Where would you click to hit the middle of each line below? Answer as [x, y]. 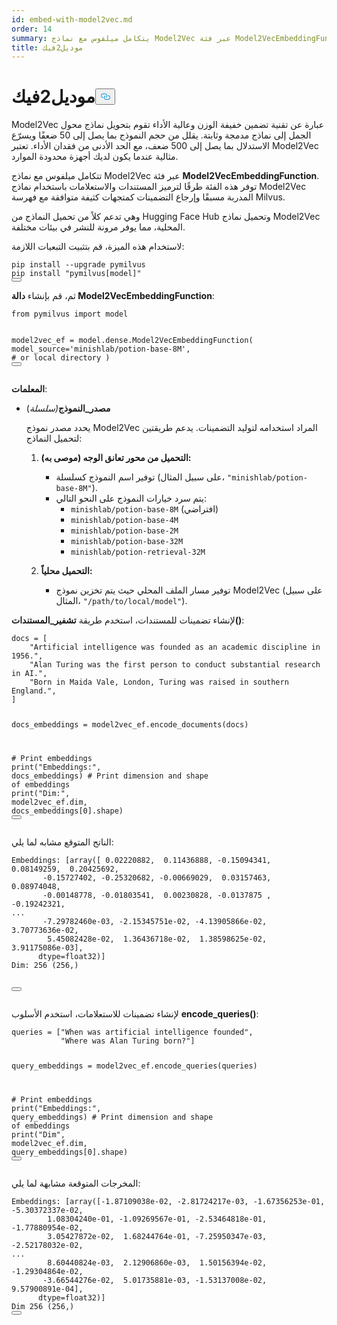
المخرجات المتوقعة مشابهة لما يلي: [76, 1183]
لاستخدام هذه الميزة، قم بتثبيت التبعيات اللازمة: [98, 247]
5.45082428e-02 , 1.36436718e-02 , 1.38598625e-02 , [157, 939]
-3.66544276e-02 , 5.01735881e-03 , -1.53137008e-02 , [155, 1280]
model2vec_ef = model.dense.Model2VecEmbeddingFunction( [132, 341]
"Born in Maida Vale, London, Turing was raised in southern [159, 682]
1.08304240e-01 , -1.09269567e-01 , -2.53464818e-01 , [157, 1219]
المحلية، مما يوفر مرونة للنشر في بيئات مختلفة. [98, 227]
